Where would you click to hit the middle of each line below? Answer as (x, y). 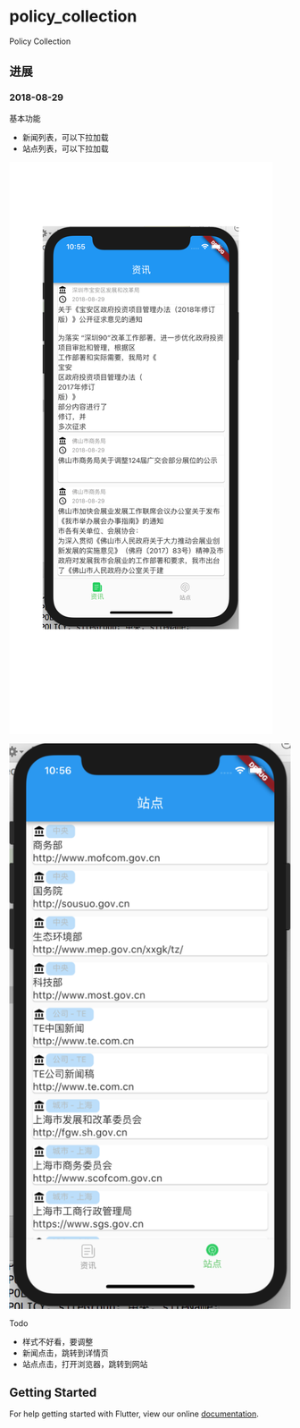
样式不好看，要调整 (58, 1341)
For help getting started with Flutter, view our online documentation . (134, 1414)
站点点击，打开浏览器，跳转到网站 (85, 1364)
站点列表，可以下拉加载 (65, 148)
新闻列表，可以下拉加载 (65, 137)
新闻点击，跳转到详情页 (65, 1353)
